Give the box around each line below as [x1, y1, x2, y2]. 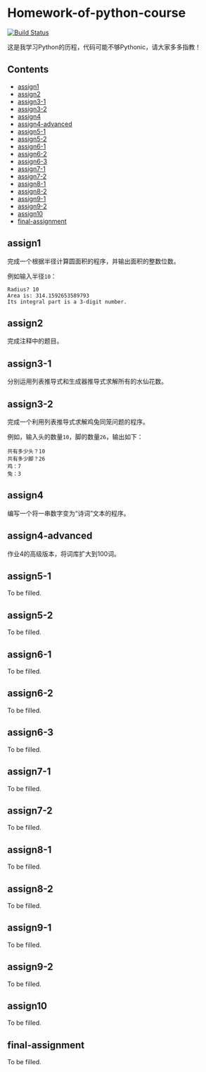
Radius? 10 [7, 286, 39, 293]
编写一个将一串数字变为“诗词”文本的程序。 [7, 509, 130, 517]
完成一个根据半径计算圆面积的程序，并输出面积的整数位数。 [7, 257, 180, 265]
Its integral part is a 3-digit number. [7, 298, 128, 305]
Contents [7, 63, 49, 75]
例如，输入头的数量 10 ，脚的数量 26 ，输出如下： [7, 433, 143, 441]
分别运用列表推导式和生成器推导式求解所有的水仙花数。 [7, 377, 167, 386]
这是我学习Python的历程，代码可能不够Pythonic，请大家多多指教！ [7, 42, 202, 51]
